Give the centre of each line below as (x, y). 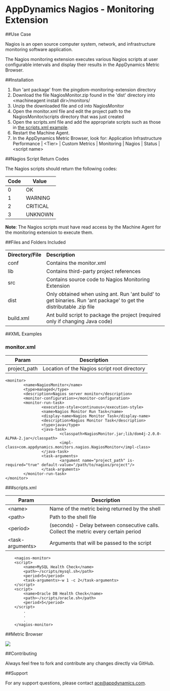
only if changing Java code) (79, 321)
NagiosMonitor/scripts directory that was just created (68, 116)
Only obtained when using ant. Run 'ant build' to (103, 294)
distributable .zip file (71, 306)
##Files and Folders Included (35, 242)
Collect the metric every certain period (95, 532)
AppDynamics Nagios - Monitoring (80, 9)
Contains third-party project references (93, 271)
